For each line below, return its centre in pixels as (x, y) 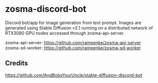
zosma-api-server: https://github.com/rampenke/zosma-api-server (73, 42)
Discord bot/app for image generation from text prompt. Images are (73, 23)
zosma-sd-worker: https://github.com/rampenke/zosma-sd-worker (73, 48)
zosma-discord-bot (46, 9)
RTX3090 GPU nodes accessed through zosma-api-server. (65, 33)
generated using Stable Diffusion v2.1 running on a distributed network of (79, 28)
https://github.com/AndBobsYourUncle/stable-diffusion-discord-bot (74, 75)
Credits (17, 63)
